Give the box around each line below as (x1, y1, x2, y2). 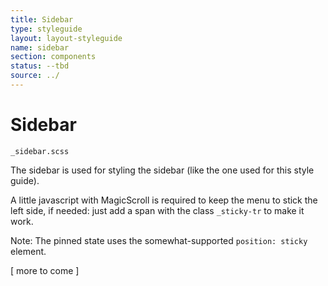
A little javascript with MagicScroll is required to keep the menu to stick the (10, 194, 318, 206)
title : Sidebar (10, 14, 74, 25)
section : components (10, 52, 97, 62)
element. (10, 245, 47, 257)
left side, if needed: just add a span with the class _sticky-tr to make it (10, 204, 305, 216)
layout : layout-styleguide (10, 33, 123, 43)
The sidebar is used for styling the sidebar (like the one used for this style (10, 164, 315, 176)
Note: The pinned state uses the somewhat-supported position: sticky (10, 234, 308, 246)
